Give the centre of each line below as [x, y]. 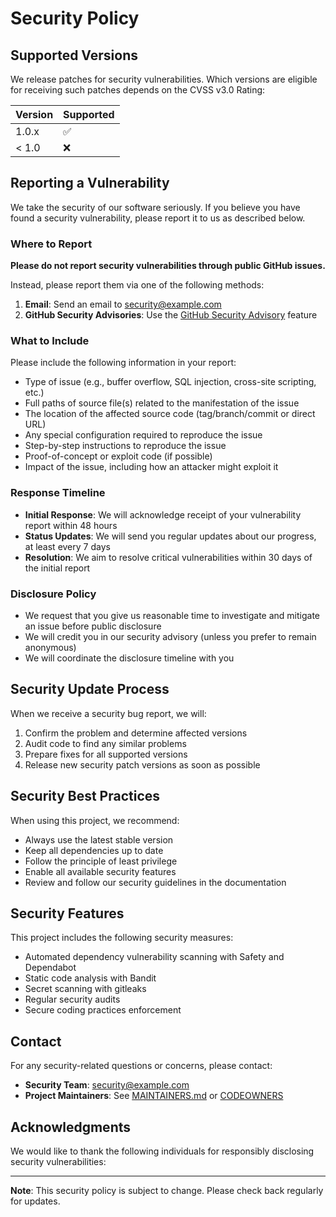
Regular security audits [72, 999]
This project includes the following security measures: [122, 938]
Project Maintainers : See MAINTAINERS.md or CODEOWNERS [154, 1096]
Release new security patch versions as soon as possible [142, 764]
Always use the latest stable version [99, 839]
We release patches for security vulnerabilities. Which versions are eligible [164, 79]
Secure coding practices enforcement [103, 1010]
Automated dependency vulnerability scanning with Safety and [154, 957]
